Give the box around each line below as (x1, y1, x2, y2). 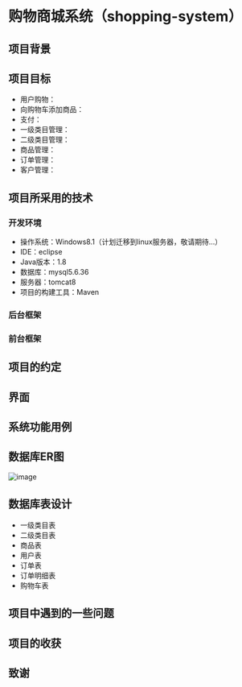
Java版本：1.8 (19, 257, 67, 267)
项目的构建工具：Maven (19, 288, 100, 297)
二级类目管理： (19, 135, 70, 145)
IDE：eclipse (19, 247, 63, 257)
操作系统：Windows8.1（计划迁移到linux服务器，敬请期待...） (19, 237, 223, 246)
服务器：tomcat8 (19, 277, 76, 287)
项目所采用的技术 (8, 191, 93, 205)
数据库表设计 (8, 497, 72, 511)
